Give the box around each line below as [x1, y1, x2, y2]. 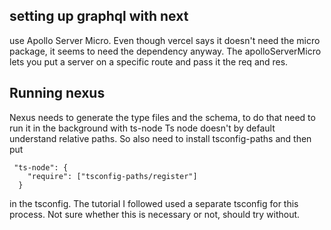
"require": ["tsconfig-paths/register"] [27, 171, 198, 181]
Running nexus [9, 85, 106, 102]
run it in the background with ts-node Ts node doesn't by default [9, 122, 276, 134]
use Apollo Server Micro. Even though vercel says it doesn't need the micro [9, 34, 321, 46]
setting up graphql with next [9, 8, 189, 25]
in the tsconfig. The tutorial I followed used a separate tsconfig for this [9, 197, 299, 209]
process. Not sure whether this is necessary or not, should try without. [9, 208, 301, 220]
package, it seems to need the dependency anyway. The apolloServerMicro [9, 45, 322, 57]
